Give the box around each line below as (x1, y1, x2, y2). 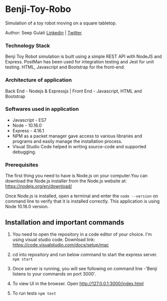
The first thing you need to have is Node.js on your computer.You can (5, 173, 148, 179)
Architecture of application (5, 76, 72, 83)
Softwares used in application (5, 106, 79, 113)
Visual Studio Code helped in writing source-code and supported (12, 143, 147, 149)
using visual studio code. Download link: (12, 236, 96, 243)
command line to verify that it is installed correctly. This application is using (5, 198, 160, 204)
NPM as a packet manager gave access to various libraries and (12, 133, 143, 139)
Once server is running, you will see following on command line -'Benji (12, 266, 158, 272)
